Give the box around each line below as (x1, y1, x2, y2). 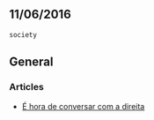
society (9, 30, 38, 39)
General (9, 55, 55, 70)
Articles (9, 81, 44, 94)
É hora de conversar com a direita (21, 101, 145, 111)
